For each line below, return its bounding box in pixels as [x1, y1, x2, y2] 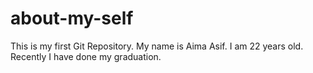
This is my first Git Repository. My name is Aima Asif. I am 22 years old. [10, 40, 304, 52]
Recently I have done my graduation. [10, 50, 162, 62]
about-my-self [10, 7, 134, 30]
